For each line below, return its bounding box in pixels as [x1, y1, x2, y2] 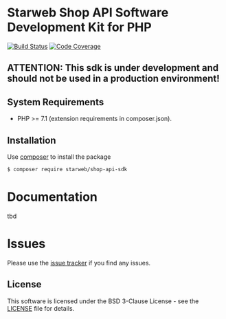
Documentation [7, 189, 98, 205]
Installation [7, 134, 56, 146]
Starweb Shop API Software [7, 5, 169, 21]
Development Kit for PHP [7, 19, 152, 35]
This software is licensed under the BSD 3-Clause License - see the [7, 297, 199, 305]
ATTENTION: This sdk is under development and [7, 62, 219, 74]
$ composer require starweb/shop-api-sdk [7, 166, 128, 173]
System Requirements [7, 96, 104, 108]
